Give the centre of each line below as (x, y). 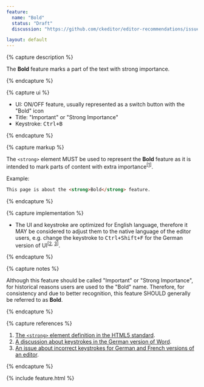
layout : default (27, 40)
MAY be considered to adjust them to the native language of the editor (103, 231)
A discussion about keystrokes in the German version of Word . (93, 342)
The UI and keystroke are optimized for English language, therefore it (101, 225)
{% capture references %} (39, 324)
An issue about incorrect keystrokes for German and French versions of (104, 348)
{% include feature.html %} (40, 378)
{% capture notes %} (33, 269)
